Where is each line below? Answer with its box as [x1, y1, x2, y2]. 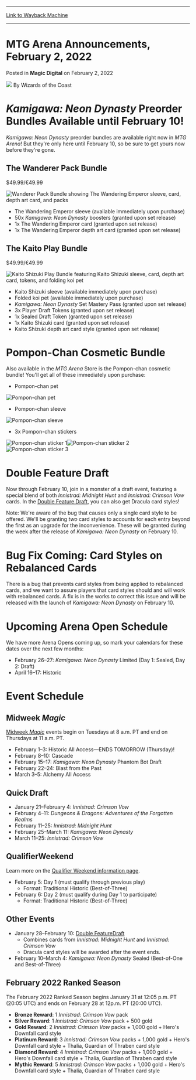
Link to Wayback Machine [6, 12, 68, 18]
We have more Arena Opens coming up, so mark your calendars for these [6, 639, 183, 646]
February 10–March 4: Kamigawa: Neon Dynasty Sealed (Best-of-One [14, 955, 183, 962]
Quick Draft [6, 788, 48, 798]
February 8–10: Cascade [14, 752, 73, 759]
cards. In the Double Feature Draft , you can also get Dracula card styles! [6, 498, 180, 505]
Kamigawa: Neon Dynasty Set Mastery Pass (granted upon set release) [14, 300, 187, 308]
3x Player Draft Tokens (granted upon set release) [14, 306, 135, 314]
